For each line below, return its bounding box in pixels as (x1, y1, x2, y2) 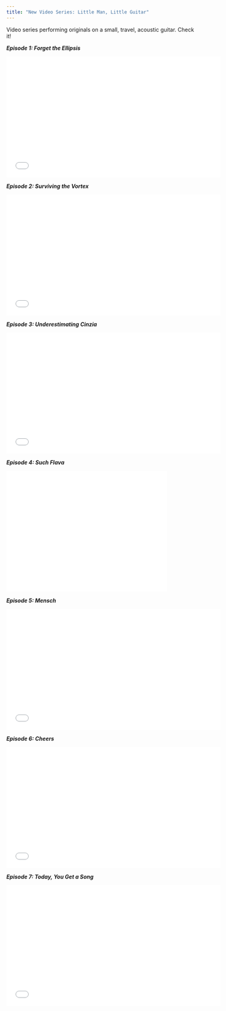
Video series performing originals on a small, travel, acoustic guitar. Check (6, 26, 194, 33)
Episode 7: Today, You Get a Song (6, 873, 94, 880)
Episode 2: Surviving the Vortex (6, 182, 89, 190)
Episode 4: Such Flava (6, 459, 65, 466)
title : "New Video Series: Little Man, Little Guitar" (6, 9, 149, 15)
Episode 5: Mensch (6, 597, 56, 604)
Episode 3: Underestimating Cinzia (6, 320, 97, 328)
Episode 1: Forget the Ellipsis (6, 44, 81, 52)
